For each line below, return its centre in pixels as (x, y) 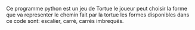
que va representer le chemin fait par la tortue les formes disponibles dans (98, 15)
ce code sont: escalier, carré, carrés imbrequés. (65, 21)
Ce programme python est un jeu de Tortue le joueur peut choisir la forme (97, 9)
